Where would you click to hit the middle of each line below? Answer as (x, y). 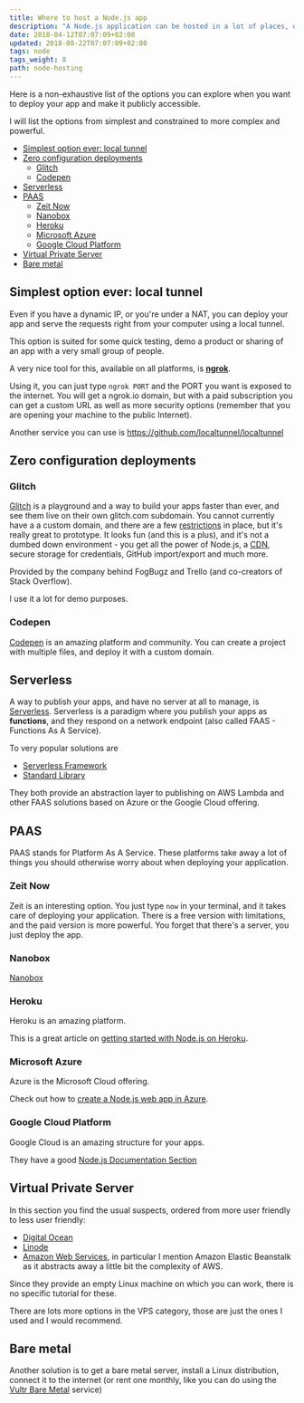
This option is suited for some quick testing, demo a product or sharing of (147, 341)
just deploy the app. (47, 934)
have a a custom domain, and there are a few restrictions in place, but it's (146, 525)
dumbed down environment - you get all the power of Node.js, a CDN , (140, 545)
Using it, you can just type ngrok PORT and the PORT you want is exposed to (151, 386)
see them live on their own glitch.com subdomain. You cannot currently (142, 516)
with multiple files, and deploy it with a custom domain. (112, 652)
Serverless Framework (64, 766)
